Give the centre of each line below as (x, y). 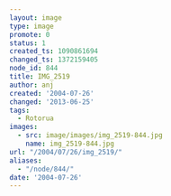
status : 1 (28, 43)
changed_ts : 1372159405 (54, 60)
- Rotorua (36, 118)
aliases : (26, 160)
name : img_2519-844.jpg (70, 144)
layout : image (36, 18)
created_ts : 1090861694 (54, 51)
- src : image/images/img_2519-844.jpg (90, 135)
